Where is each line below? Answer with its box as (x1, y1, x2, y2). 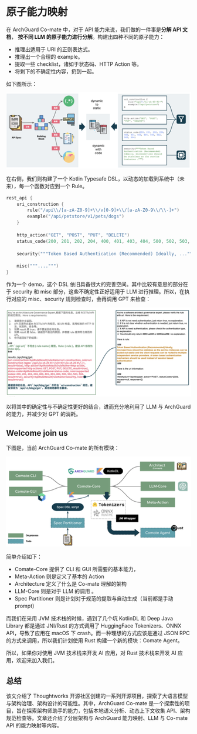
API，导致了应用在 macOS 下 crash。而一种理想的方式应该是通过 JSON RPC (6, 630, 191, 637)
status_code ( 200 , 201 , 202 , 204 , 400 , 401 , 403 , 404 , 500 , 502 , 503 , (16, 238, 191, 244)
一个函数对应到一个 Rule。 (23, 182, 88, 189)
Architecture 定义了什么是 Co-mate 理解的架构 (14, 580, 127, 588)
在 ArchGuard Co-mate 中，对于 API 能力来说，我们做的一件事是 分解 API (6, 26, 182, 33)
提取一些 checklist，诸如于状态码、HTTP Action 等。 (14, 60, 142, 68)
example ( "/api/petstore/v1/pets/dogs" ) (27, 213, 125, 219)
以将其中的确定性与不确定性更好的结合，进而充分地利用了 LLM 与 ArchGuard (6, 403, 191, 411)
